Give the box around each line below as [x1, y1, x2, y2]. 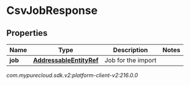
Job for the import [104, 56, 157, 64]
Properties [6, 28, 48, 38]
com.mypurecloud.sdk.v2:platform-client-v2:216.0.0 [6, 72, 139, 79]
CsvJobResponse [6, 4, 98, 18]
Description [113, 46, 148, 54]
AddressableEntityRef [32, 56, 99, 64]
